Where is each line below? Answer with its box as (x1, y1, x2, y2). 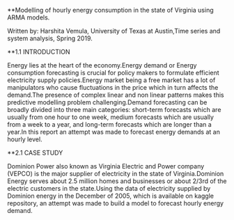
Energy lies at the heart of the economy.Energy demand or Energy (7, 61, 197, 69)
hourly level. (7, 135, 43, 143)
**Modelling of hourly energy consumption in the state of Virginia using (7, 6, 214, 14)
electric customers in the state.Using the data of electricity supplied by (7, 184, 211, 192)
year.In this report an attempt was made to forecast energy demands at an (7, 128, 221, 136)
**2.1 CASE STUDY (7, 149, 63, 157)
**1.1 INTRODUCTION (7, 48, 71, 56)
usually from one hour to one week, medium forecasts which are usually (7, 113, 214, 121)
